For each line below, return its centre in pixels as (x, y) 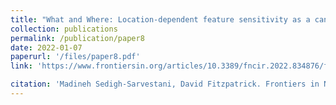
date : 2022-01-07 (46, 47)
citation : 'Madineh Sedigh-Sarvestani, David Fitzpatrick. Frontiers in (165, 84)
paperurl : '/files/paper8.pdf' (75, 57)
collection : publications (64, 29)
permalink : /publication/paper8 (77, 38)
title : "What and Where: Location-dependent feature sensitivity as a (160, 19)
